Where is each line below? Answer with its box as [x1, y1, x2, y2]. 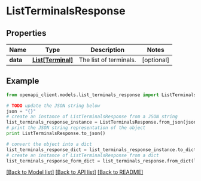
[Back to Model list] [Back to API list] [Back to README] [6, 168, 144, 176]
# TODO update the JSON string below [6, 103, 100, 109]
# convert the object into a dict [6, 141, 93, 147]
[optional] [142, 56, 169, 64]
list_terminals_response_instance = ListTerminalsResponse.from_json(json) [6, 119, 199, 125]
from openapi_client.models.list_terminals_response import [6, 91, 160, 98]
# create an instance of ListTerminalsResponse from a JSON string [6, 113, 178, 120]
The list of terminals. [78, 56, 136, 64]
